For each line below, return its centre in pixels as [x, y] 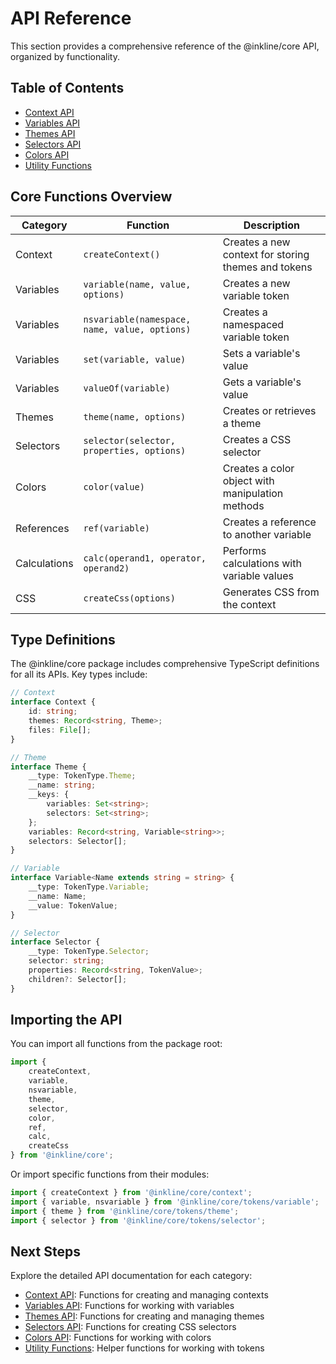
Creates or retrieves [269, 410]
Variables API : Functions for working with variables [129, 1306]
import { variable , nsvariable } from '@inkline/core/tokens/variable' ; [165, 1202]
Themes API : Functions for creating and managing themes [144, 1316]
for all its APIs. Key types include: [79, 674]
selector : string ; [66, 961]
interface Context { [53, 702]
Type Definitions [63, 639]
